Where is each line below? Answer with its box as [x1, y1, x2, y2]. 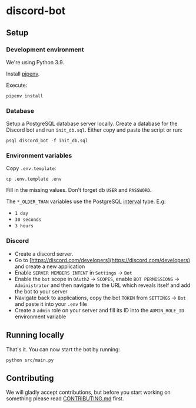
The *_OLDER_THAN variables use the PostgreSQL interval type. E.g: [6, 198, 166, 205]
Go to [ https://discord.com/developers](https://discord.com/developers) [14, 256, 190, 263]
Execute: [6, 81, 28, 89]
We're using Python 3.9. [6, 58, 65, 66]
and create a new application [14, 263, 85, 270]
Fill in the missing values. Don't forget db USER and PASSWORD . [6, 187, 152, 194]
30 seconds [14, 217, 42, 223]
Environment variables [6, 152, 72, 160]
